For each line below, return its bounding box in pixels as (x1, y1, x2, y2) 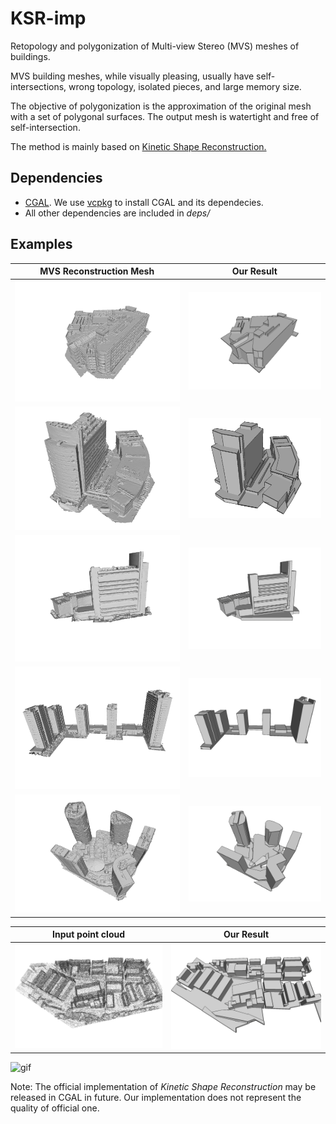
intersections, (10, 80, 67, 92)
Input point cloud (51, 928, 126, 940)
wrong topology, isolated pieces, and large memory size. (68, 80, 302, 92)
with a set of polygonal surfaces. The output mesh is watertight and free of (10, 110, 320, 122)
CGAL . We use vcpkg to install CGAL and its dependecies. (24, 196, 264, 208)
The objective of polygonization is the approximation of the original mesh (10, 100, 312, 112)
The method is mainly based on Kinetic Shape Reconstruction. (10, 140, 267, 152)
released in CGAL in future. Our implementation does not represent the (10, 1092, 302, 1104)
